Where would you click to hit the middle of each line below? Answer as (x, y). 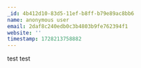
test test (19, 58)
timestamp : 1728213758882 (44, 39)
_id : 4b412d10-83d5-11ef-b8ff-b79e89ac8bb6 (71, 13)
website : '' (24, 33)
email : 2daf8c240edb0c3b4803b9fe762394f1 (68, 26)
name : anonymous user (38, 20)
